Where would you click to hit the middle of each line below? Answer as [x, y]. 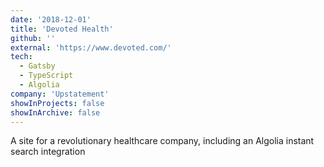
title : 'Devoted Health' [62, 29]
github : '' [33, 38]
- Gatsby [37, 66]
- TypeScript [46, 76]
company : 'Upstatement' [60, 94]
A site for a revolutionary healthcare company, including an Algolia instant [162, 141]
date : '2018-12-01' [51, 19]
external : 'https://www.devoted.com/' [91, 47]
